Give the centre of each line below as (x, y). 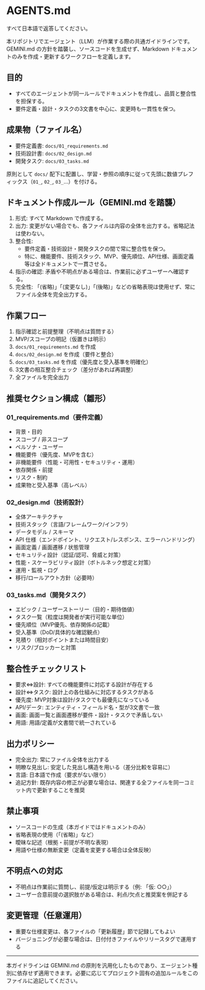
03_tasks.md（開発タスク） (48, 595)
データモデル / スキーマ (45, 532)
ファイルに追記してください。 (44, 980)
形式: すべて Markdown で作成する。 (61, 218)
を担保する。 (31, 101)
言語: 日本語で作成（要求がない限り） (62, 775)
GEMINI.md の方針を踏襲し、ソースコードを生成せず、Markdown (88, 49)
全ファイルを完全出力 (42, 377)
